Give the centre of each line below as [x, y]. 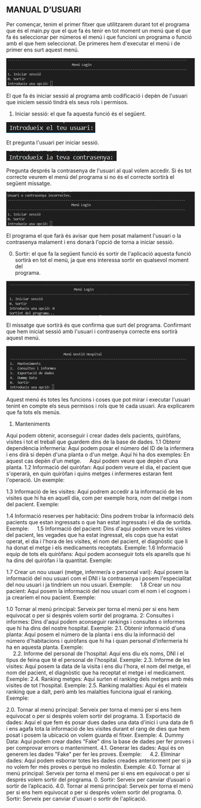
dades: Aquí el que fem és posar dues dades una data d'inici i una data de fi [100, 722]
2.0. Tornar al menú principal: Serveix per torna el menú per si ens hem [94, 709]
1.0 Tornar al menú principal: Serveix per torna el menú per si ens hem [93, 609]
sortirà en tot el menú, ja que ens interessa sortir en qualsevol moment [102, 260]
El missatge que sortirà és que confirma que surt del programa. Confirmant [99, 325]
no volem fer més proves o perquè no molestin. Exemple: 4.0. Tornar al [93, 767]
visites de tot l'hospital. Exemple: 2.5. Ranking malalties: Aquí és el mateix [97, 685]
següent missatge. [29, 183]
